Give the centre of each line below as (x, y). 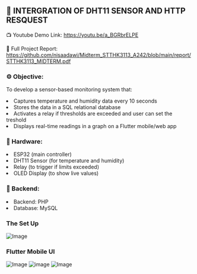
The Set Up (23, 223)
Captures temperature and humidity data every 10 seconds (85, 101)
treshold (16, 120)
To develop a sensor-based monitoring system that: (69, 90)
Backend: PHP (31, 202)
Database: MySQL (36, 208)
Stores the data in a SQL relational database (67, 107)
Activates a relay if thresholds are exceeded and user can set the (93, 114)
